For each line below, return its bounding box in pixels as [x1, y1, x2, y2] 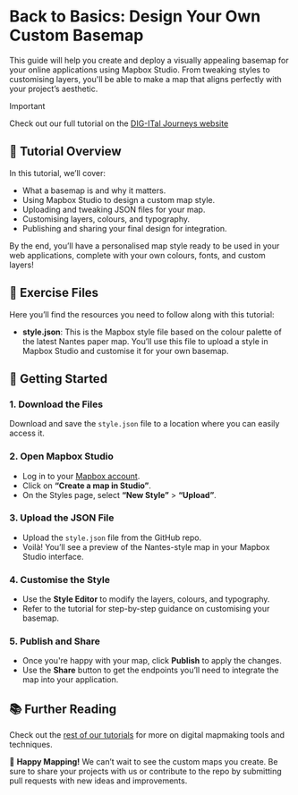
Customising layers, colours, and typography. [21, 213, 191, 224]
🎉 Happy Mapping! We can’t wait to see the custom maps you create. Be [9, 757, 278, 767]
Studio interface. [21, 551, 84, 562]
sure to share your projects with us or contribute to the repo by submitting [9, 766, 282, 777]
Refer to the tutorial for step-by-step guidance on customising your [21, 604, 270, 614]
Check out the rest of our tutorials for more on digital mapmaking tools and [9, 730, 285, 740]
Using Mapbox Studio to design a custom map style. [21, 194, 216, 205]
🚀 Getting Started [9, 371, 108, 386]
